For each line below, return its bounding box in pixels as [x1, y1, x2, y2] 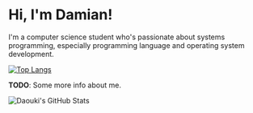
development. [8, 49, 54, 59]
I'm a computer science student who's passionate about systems [8, 32, 226, 42]
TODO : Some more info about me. [8, 80, 121, 90]
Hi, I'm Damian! [8, 6, 113, 24]
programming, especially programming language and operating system [8, 40, 245, 50]
